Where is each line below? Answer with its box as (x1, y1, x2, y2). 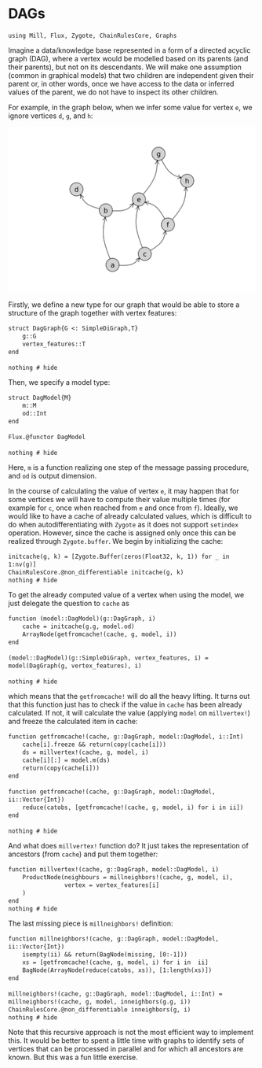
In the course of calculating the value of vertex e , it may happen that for (8, 486, 239, 496)
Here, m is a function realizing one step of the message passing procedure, (8, 462, 249, 472)
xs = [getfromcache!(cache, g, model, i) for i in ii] (22, 958, 209, 966)
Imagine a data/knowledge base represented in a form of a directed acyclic (8, 45, 251, 55)
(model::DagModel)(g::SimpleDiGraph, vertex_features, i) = (8, 654, 209, 662)
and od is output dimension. (8, 471, 97, 480)
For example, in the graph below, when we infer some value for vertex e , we (8, 102, 253, 112)
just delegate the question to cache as (8, 598, 129, 608)
